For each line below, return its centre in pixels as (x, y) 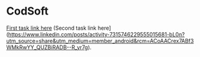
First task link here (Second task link (51, 28)
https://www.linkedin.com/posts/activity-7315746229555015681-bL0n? (97, 34)
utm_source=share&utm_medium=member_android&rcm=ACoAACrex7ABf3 (100, 41)
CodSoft (27, 11)
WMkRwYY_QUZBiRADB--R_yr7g (47, 47)
